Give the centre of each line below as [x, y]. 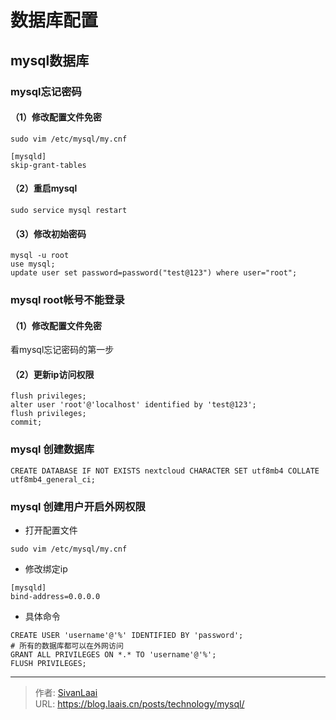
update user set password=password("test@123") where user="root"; [154, 273]
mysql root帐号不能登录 [67, 300]
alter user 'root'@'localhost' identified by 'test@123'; [133, 405]
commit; [26, 422]
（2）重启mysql [44, 188]
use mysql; [33, 264]
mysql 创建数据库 [52, 449]
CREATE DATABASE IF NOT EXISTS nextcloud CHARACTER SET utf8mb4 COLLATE [165, 471]
